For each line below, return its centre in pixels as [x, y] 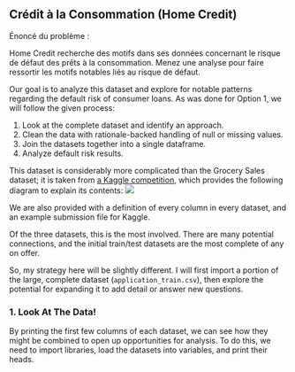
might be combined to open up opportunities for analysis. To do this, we [140, 341]
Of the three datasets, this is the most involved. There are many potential [141, 234]
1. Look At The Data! [53, 312]
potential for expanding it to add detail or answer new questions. [126, 289]
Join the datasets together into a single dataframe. [113, 143]
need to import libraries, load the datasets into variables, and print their [138, 350]
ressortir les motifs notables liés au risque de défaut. [105, 72]
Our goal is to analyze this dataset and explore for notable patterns [131, 89]
